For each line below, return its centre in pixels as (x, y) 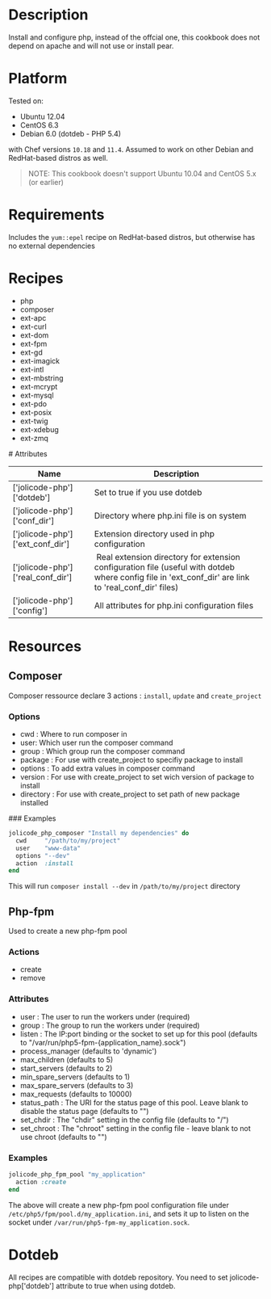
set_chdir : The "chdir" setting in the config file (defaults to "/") (124, 1120)
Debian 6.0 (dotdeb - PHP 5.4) (71, 133)
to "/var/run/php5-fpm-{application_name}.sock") (103, 1042)
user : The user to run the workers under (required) (105, 1016)
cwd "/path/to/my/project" (68, 841)
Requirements (56, 215)
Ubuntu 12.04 (42, 116)
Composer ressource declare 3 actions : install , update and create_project (135, 696)
